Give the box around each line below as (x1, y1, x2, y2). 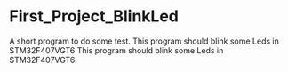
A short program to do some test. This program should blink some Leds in (9, 36, 280, 46)
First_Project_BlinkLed (9, 6, 180, 27)
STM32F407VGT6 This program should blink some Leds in (9, 44, 224, 55)
